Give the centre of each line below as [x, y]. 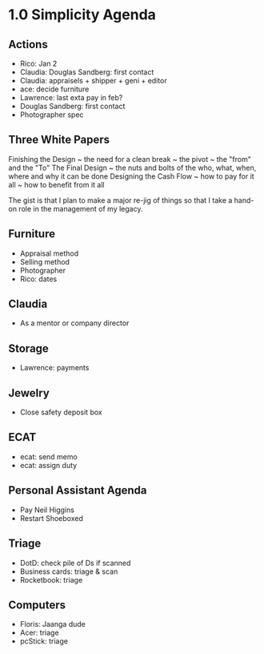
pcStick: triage [44, 641]
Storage [29, 348]
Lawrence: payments [54, 368]
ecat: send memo [48, 456]
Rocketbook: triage [51, 579]
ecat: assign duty [48, 465]
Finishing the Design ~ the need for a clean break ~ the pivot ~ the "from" [130, 159]
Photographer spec [52, 115]
